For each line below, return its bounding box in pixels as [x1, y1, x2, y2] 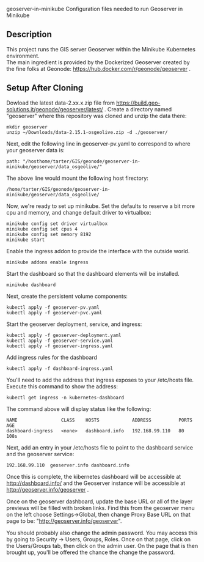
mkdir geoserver [6, 124, 48, 130]
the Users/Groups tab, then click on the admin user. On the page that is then [6, 542, 199, 549]
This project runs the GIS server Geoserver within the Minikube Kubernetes [6, 45, 195, 53]
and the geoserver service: [6, 450, 75, 457]
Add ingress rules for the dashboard [6, 353, 98, 361]
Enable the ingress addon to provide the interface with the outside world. [6, 247, 190, 254]
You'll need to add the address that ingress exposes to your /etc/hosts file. [6, 376, 194, 383]
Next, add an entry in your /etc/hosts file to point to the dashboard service [6, 443, 194, 451]
